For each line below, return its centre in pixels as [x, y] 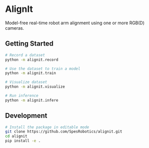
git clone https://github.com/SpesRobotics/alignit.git [64, 132]
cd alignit [16, 136]
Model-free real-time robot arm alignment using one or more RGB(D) [75, 23]
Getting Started [29, 44]
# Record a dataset [25, 55]
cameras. [15, 28]
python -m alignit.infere [32, 100]
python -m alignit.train [31, 73]
